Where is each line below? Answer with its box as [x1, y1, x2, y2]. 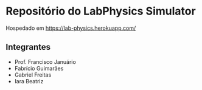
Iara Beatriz [14, 77, 44, 85]
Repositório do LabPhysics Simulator [5, 4, 196, 18]
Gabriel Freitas [14, 71, 52, 78]
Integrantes [5, 42, 51, 52]
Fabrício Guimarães [14, 64, 64, 72]
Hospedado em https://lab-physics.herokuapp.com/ [5, 24, 136, 32]
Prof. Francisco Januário [14, 58, 77, 65]
